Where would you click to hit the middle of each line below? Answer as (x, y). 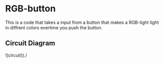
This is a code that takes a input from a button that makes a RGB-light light (82, 22)
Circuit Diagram (30, 43)
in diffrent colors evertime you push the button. (54, 27)
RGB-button (31, 9)
